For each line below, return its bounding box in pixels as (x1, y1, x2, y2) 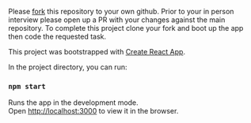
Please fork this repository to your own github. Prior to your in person (8, 7, 234, 16)
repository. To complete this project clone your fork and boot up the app (8, 24, 244, 32)
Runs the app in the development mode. (8, 98, 139, 107)
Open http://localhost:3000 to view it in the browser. (8, 106, 179, 116)
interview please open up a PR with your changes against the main (8, 15, 226, 24)
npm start (8, 82, 46, 91)
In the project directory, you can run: (8, 62, 127, 72)
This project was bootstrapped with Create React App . (8, 47, 186, 56)
